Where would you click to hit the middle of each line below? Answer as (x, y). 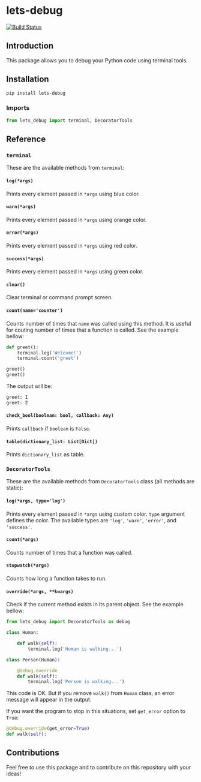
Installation (28, 79)
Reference (26, 139)
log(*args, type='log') (36, 501)
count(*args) (22, 540)
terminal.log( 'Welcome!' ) (49, 353)
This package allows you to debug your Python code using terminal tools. (97, 60)
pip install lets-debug (36, 93)
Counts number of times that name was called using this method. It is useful (99, 323)
